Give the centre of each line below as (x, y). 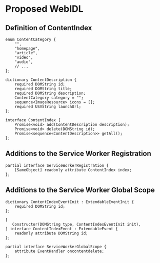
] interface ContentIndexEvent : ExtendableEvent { (62, 229)
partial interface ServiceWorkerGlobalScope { (56, 247)
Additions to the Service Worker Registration (78, 154)
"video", (24, 57)
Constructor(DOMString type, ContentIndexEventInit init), (76, 224)
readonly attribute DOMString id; (51, 233)
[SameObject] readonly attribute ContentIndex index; (73, 170)
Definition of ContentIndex (49, 28)
